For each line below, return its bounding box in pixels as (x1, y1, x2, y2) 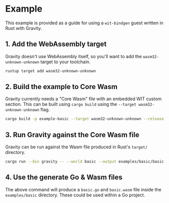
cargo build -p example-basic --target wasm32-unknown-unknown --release (5, 116, 164, 121)
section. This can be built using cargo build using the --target (5, 101, 137, 107)
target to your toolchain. (40, 59, 91, 65)
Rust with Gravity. (5, 25, 42, 31)
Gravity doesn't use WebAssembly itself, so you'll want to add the (5, 53, 142, 59)
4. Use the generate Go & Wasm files (5, 173, 123, 182)
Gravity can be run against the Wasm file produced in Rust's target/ (5, 144, 148, 150)
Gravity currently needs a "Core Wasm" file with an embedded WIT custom (5, 96, 162, 102)
